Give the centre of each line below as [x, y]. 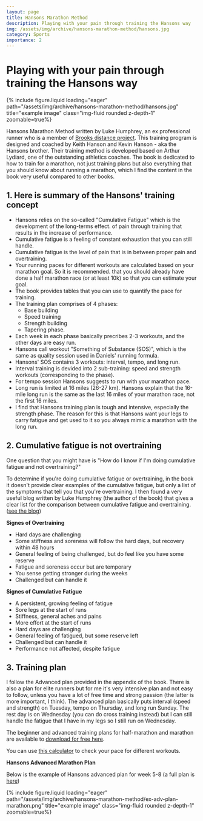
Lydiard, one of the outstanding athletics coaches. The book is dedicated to [101, 157]
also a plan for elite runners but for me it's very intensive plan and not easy [100, 688]
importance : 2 [24, 40]
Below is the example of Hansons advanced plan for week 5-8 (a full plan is [101, 774]
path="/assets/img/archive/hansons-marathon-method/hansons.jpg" [92, 106]
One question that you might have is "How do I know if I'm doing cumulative [101, 460]
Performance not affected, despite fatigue [67, 648]
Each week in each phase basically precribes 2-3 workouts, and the [100, 336]
